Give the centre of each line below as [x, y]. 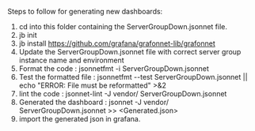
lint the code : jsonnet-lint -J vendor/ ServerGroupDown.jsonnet [123, 94]
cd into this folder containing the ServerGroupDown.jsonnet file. [123, 26]
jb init [28, 35]
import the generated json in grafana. [80, 119]
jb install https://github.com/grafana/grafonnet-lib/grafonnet [117, 43]
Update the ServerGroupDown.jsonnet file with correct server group [130, 52]
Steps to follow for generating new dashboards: [85, 11]
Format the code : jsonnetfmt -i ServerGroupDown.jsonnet [114, 69]
